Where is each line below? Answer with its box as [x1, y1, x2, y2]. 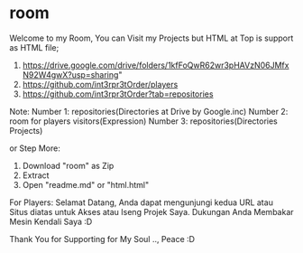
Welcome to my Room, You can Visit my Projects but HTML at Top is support [9, 33, 294, 43]
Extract [22, 170, 50, 181]
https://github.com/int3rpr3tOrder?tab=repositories [22, 89, 214, 99]
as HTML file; [9, 42, 60, 52]
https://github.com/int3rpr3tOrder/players [22, 79, 179, 89]
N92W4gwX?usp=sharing [22, 69, 119, 80]
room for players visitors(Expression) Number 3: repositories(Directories [9, 116, 278, 126]
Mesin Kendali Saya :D [9, 216, 93, 227]
